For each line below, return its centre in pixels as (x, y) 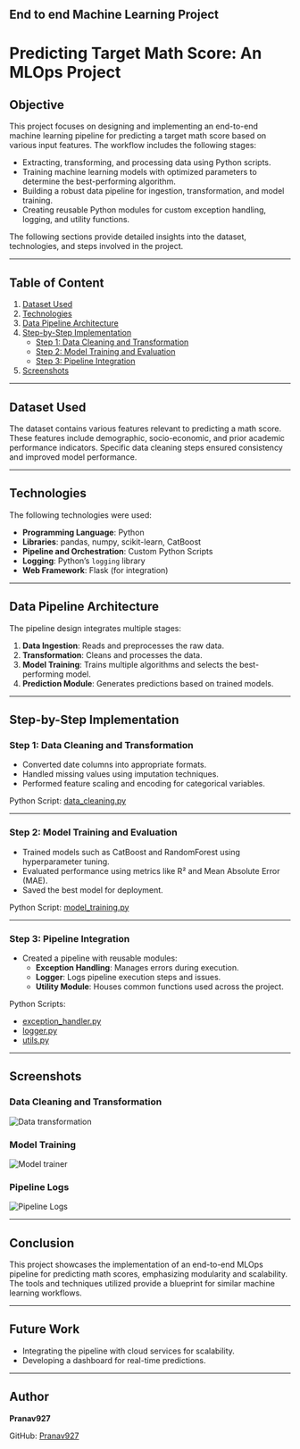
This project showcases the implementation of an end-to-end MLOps (136, 1265)
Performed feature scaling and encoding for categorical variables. (143, 784)
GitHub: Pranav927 (44, 1436)
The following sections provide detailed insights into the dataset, (128, 237)
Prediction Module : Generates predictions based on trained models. (148, 683)
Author (29, 1397)
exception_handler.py (62, 1020)
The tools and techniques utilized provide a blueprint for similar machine (142, 1284)
